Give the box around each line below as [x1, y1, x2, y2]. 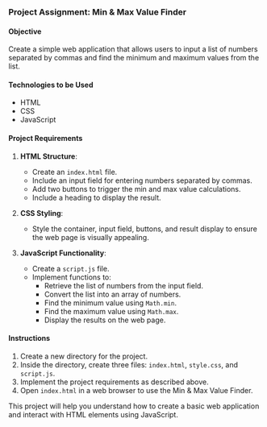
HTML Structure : [19, 151, 78, 161]
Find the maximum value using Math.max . [44, 306, 179, 316]
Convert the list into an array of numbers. [44, 289, 181, 299]
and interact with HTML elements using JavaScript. [8, 409, 179, 419]
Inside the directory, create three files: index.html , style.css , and [19, 359, 239, 369]
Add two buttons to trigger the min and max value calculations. [31, 184, 241, 193]
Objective [8, 27, 42, 36]
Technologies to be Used [8, 80, 94, 89]
